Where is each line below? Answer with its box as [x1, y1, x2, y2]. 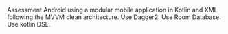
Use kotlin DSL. [7, 20, 51, 28]
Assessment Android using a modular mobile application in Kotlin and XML [7, 6, 218, 14]
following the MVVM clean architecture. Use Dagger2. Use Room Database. [7, 13, 221, 21]
